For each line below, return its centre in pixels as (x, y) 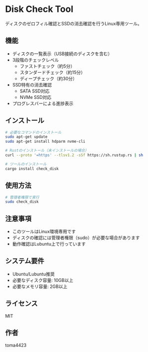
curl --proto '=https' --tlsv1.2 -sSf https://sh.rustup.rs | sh (74, 155)
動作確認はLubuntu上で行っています (49, 244)
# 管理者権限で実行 (22, 197)
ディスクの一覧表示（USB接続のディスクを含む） (62, 54)
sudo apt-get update (27, 137)
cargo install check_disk (32, 169)
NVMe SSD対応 (36, 97)
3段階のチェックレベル (36, 60)
